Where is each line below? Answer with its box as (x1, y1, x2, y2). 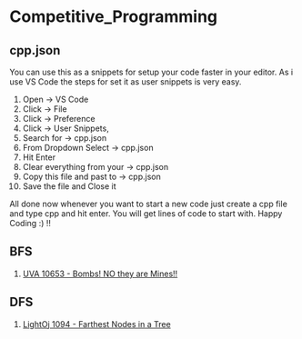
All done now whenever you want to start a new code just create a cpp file (9, 198, 288, 209)
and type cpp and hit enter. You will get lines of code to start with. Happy (9, 208, 283, 219)
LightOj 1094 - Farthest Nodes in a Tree (22, 318, 171, 329)
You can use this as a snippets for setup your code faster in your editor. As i (9, 66, 294, 77)
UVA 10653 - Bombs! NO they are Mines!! (22, 268, 178, 279)
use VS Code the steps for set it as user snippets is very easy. (9, 76, 242, 87)
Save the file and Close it (22, 181, 116, 192)
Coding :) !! (9, 218, 52, 228)
